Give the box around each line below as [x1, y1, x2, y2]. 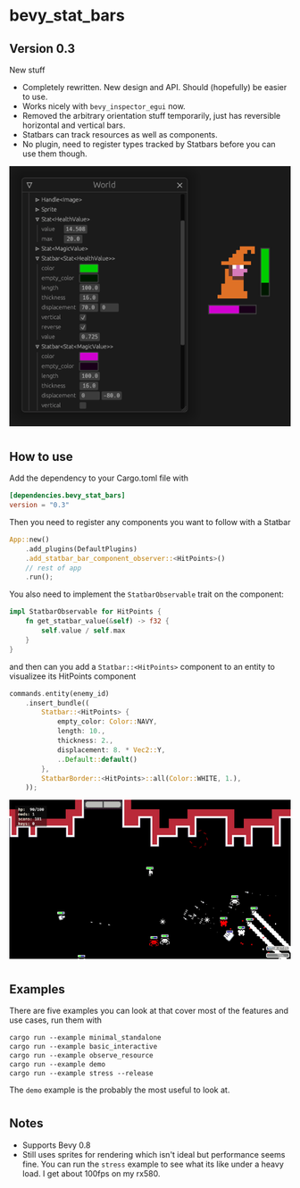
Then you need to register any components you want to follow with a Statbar [9, 516, 291, 527]
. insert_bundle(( [25, 699, 90, 707]
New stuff [9, 64, 46, 75]
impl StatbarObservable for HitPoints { [9, 607, 162, 616]
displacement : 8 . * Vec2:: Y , [56, 745, 166, 755]
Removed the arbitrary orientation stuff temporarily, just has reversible [21, 111, 281, 121]
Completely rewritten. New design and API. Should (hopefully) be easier [21, 82, 287, 92]
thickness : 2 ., [56, 736, 114, 746]
